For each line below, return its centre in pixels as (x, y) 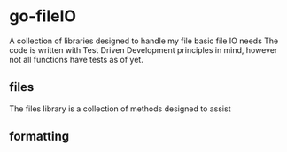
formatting (39, 137)
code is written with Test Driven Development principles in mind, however (143, 49)
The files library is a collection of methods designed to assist (120, 109)
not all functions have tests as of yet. (76, 59)
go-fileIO (43, 16)
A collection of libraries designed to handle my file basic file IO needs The (144, 41)
